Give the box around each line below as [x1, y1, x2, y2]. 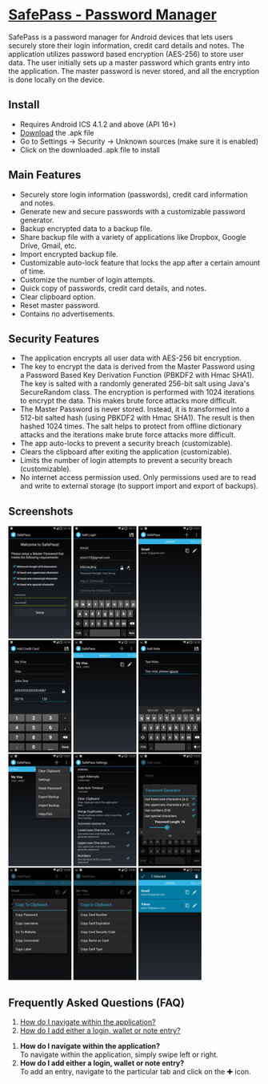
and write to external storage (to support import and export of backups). [19, 481, 258, 491]
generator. [19, 215, 54, 225]
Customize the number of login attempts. [19, 274, 155, 284]
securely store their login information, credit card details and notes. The [8, 40, 245, 50]
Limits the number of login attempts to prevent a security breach [19, 456, 233, 465]
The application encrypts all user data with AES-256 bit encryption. [19, 353, 242, 363]
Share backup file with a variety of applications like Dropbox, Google [19, 232, 246, 242]
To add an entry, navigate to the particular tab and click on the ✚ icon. [19, 1067, 251, 1076]
